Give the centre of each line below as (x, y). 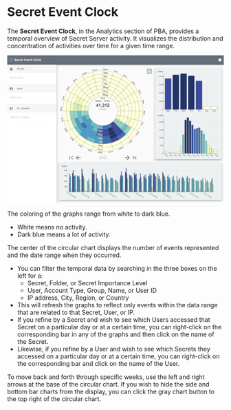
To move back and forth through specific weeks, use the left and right (106, 377)
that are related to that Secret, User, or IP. (76, 312)
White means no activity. (52, 227)
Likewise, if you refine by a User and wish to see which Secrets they (114, 349)
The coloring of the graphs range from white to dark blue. (89, 214)
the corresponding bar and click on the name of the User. (98, 363)
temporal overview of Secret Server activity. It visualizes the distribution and (115, 38)
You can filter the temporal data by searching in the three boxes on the (117, 268)
